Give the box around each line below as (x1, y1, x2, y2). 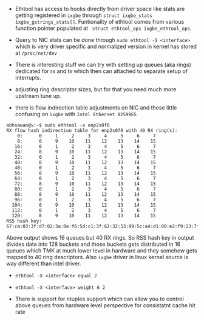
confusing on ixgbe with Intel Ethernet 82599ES (15, 111, 137, 117)
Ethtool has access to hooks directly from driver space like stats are (15, 5, 185, 12)
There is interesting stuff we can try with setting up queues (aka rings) (15, 61, 191, 68)
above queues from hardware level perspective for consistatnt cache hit (15, 302, 195, 309)
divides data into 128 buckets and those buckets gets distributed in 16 (6, 240, 181, 248)
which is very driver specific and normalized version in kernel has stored (15, 43, 197, 50)
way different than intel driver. (6, 260, 81, 267)
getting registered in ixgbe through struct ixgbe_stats (15, 12, 153, 19)
